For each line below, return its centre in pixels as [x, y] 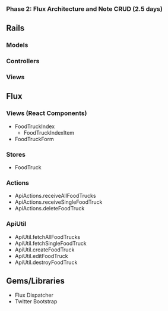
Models [17, 45]
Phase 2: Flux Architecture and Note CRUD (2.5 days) [85, 9]
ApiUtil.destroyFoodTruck [46, 262]
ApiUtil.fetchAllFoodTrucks [47, 237]
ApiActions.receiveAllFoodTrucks [55, 196]
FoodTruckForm [34, 139]
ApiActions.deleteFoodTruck [50, 209]
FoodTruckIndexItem [49, 132]
